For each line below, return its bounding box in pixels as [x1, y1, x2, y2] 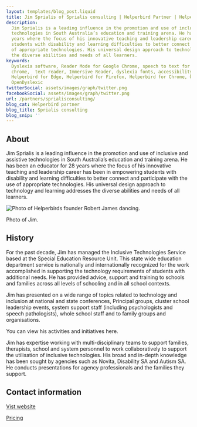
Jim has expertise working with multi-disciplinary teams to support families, [6, 339, 189, 346]
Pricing [6, 414, 23, 421]
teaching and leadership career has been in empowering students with [6, 169, 177, 176]
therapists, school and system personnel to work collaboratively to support [6, 345, 187, 352]
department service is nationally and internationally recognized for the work [6, 261, 189, 268]
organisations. [6, 316, 40, 323]
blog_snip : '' [6, 112, 41, 118]
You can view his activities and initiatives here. [6, 327, 118, 335]
